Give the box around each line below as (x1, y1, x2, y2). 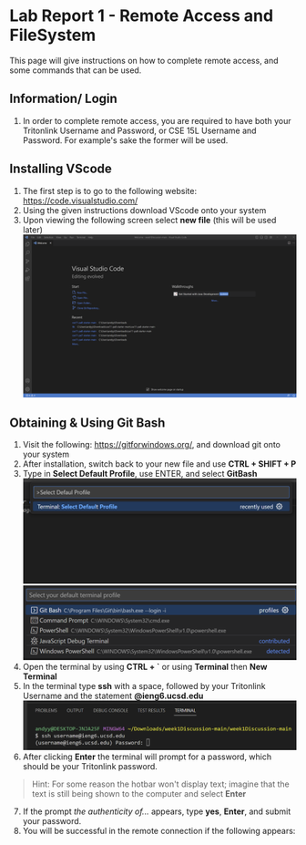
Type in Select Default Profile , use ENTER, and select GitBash (22, 469, 258, 479)
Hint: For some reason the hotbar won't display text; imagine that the (31, 778, 290, 789)
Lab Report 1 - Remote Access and (9, 5, 274, 26)
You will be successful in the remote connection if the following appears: (22, 825, 296, 836)
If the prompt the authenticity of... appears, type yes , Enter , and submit (22, 806, 291, 817)
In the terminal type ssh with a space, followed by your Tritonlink (22, 680, 266, 691)
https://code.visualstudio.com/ (22, 195, 138, 206)
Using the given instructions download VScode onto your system (22, 204, 267, 215)
